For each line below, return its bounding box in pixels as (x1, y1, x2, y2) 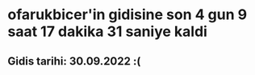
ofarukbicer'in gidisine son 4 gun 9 (7, 6, 248, 24)
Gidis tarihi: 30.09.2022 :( (7, 54, 141, 68)
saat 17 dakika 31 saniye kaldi (7, 22, 207, 41)
